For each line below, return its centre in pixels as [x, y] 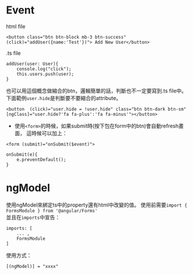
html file [16, 26]
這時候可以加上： [47, 133]
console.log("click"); [44, 69]
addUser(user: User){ [32, 64]
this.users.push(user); [45, 74]
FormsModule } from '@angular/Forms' [52, 211]
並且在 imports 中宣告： [33, 217]
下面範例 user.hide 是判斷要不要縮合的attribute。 [64, 98]
